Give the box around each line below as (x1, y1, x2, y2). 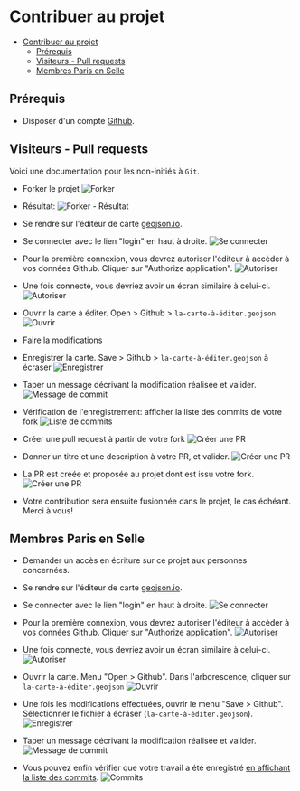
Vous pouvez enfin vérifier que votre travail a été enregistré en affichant (22, 762, 291, 774)
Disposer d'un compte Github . (22, 115, 136, 126)
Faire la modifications (22, 334, 103, 345)
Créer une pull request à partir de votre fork (22, 433, 185, 444)
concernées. (22, 565, 70, 576)
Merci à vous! (22, 504, 74, 516)
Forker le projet (22, 183, 80, 193)
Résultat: (22, 201, 56, 212)
